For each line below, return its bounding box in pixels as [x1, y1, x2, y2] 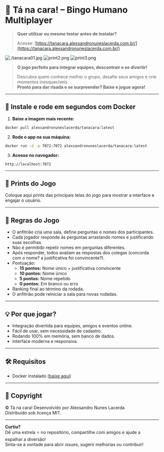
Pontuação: [12, 260, 36, 266]
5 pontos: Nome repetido [19, 276, 71, 282]
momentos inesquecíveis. [17, 79, 69, 85]
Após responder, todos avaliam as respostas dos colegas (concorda [12, 250, 149, 256]
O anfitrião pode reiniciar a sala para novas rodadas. [12, 291, 118, 297]
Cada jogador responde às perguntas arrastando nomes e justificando [12, 234, 154, 240]
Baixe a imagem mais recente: [12, 115, 75, 121]
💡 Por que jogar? [5, 310, 57, 318]
